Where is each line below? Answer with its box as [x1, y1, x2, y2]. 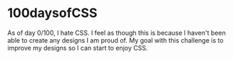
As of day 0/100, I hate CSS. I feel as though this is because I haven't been [7, 28, 226, 37]
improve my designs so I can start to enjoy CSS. [7, 43, 148, 52]
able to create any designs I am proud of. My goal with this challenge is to [7, 36, 224, 44]
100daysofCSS [7, 5, 98, 21]
